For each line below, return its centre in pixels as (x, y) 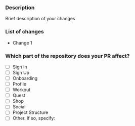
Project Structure (30, 112)
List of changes (25, 32)
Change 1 (22, 43)
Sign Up (21, 72)
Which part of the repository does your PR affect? (67, 56)
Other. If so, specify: (34, 118)
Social (19, 107)
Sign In (20, 67)
